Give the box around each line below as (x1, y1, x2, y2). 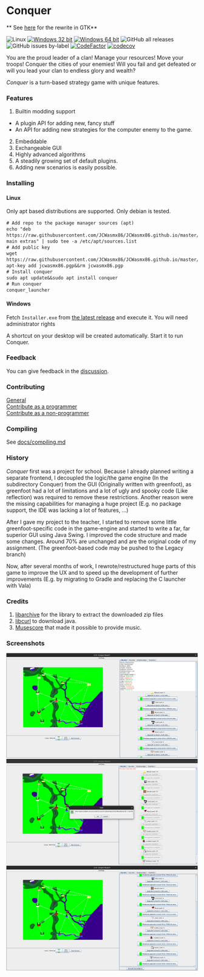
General (6, 397, 26, 404)
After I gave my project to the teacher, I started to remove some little (6, 518, 177, 525)
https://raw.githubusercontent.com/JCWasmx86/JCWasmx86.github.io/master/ (6, 232, 200, 238)
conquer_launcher (6, 287, 50, 293)
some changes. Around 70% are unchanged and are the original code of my (6, 538, 196, 545)
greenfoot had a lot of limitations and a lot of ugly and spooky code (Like (6, 487, 188, 494)
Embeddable (15, 138, 47, 145)
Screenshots (6, 639, 45, 647)
